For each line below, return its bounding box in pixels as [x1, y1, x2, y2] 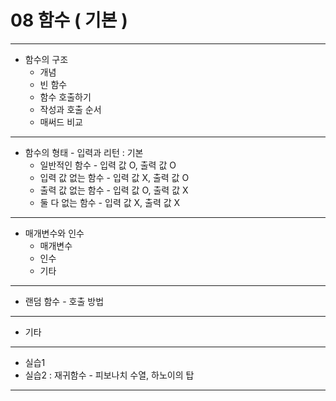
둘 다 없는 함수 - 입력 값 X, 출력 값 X [39, 196, 181, 208]
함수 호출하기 [39, 91, 92, 103]
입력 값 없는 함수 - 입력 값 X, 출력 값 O [39, 171, 190, 183]
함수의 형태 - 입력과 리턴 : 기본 [24, 146, 144, 158]
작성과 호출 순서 [39, 103, 102, 115]
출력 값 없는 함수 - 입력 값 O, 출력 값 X [39, 184, 189, 196]
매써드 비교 [39, 116, 83, 128]
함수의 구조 [24, 53, 69, 65]
